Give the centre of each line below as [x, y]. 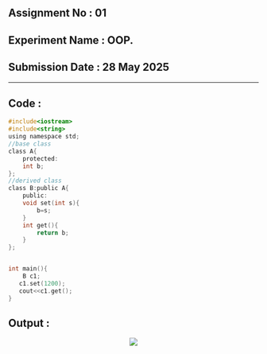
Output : [29, 323]
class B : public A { [39, 189]
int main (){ [28, 269]
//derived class [35, 181]
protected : [41, 158]
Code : [25, 103]
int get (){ [41, 225]
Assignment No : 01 [58, 13]
